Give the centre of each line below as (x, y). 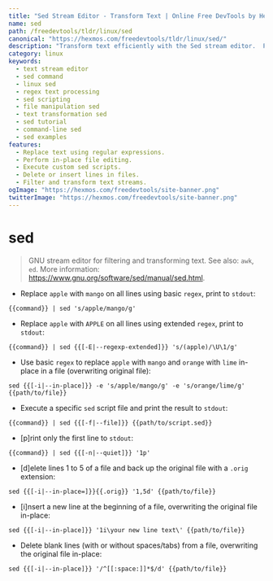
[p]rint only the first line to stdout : (77, 438)
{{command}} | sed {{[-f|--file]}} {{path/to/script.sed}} (110, 423)
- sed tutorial (41, 122)
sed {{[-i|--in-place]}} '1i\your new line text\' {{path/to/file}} (127, 530)
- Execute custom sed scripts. (69, 168)
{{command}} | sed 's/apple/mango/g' (72, 308)
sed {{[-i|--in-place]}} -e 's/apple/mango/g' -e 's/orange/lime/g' (127, 386)
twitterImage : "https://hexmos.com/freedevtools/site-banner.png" (123, 197)
